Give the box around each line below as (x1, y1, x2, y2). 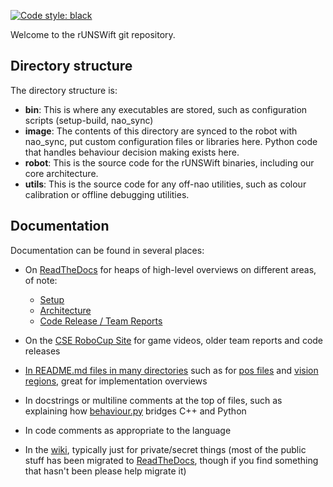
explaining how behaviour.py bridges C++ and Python (24, 405, 247, 417)
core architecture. (24, 167, 99, 179)
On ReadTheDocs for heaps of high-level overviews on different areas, (24, 263, 317, 275)
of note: (24, 274, 58, 286)
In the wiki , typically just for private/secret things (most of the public (24, 443, 307, 455)
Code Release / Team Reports (39, 315, 163, 327)
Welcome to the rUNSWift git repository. (10, 29, 176, 40)
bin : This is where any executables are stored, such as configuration (24, 103, 308, 115)
